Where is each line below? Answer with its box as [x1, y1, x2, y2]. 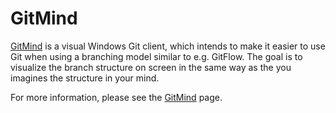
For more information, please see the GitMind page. [10, 91, 223, 103]
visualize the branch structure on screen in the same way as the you [10, 61, 292, 73]
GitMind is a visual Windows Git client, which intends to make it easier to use [10, 40, 326, 52]
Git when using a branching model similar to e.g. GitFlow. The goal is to [10, 50, 303, 62]
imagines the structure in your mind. [10, 72, 160, 84]
